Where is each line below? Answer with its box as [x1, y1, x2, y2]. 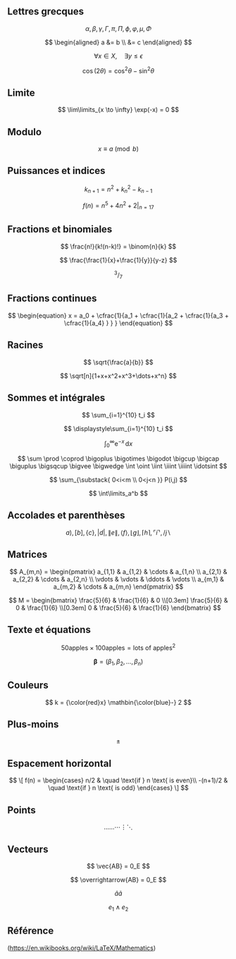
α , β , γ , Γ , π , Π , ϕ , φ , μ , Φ [85, 24, 151, 32]
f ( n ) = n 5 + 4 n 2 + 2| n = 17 [82, 200, 154, 211]
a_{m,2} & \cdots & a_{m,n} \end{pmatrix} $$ [53, 582, 184, 591]
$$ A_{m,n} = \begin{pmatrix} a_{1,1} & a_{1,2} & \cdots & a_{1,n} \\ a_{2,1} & [9, 567, 228, 576]
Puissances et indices [7, 165, 106, 177]
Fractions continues [7, 292, 97, 305]
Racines [7, 339, 44, 351]
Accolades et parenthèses [7, 510, 125, 522]
